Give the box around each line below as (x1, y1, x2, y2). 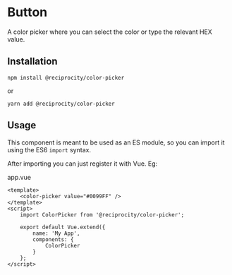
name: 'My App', (32, 230, 80, 237)
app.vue (7, 173, 32, 181)
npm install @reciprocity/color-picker (7, 74, 125, 81)
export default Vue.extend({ (20, 224, 106, 231)
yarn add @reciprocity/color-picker (7, 100, 115, 107)
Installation (7, 56, 58, 68)
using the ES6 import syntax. (7, 145, 92, 154)
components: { (32, 236, 74, 243)
